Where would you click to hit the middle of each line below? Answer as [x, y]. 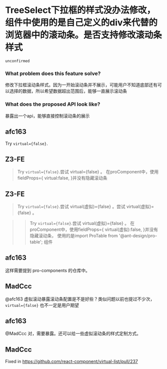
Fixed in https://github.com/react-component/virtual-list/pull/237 [72, 362]
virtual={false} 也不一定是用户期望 [42, 305]
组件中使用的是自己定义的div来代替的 [82, 23]
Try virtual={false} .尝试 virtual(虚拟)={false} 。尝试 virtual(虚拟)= [85, 206]
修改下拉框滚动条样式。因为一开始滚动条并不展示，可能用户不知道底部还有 [81, 85]
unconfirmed [17, 61]
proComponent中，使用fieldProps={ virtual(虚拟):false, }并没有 [94, 229]
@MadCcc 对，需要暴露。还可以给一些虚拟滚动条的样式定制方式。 [73, 334]
